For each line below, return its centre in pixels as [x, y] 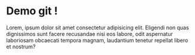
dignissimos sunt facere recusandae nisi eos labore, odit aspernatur [89, 33]
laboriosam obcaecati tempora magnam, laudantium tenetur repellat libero [97, 40]
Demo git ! [32, 11]
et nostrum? [21, 47]
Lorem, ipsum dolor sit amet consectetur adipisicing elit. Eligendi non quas [97, 27]
